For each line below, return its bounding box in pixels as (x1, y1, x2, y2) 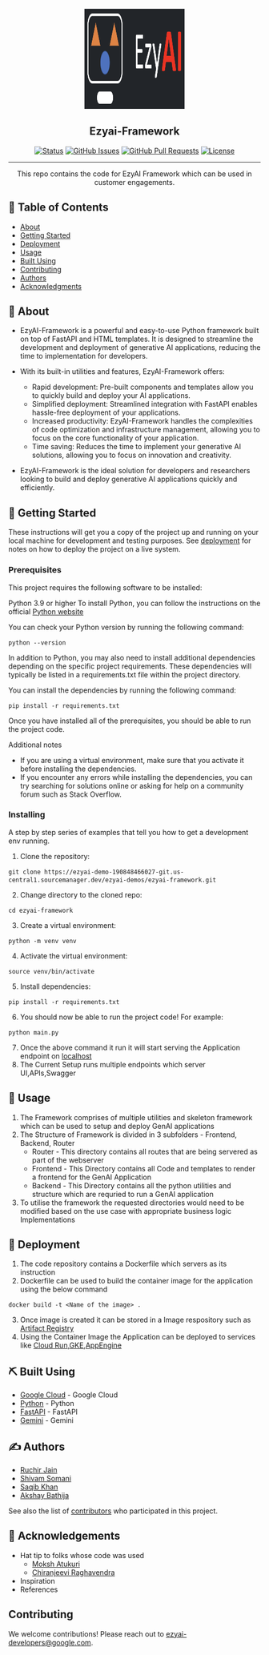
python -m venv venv (8, 937, 78, 945)
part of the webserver (31, 1155, 104, 1165)
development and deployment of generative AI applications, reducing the (19, 343, 262, 352)
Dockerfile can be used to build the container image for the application (19, 1276, 254, 1286)
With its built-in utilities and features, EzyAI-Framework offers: (19, 367, 226, 376)
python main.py (8, 1028, 59, 1037)
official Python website (8, 606, 84, 617)
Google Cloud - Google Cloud (19, 1390, 118, 1400)
